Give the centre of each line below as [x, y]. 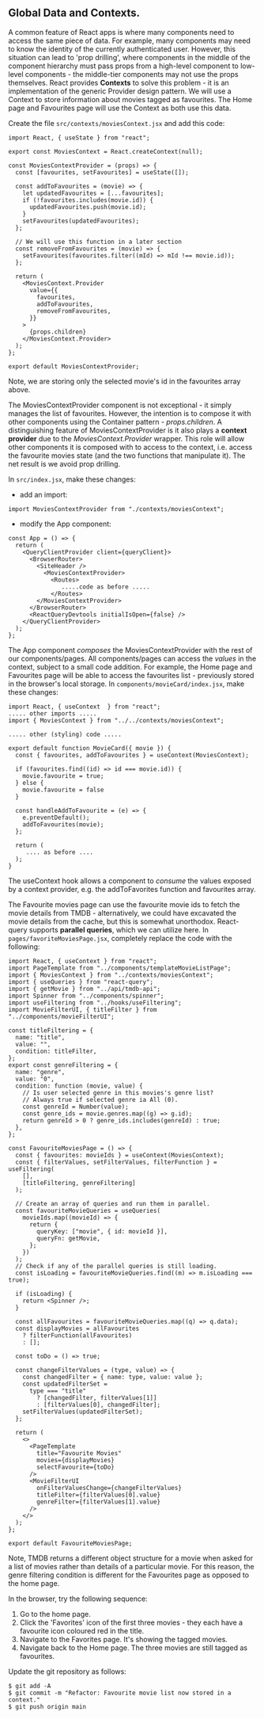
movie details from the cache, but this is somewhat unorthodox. [112, 921]
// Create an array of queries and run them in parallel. [113, 1203]
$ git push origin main [47, 1706]
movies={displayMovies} [75, 1460]
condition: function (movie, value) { [79, 1086]
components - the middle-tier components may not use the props [132, 74]
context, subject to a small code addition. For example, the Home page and [130, 667]
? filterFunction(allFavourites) [77, 1335]
